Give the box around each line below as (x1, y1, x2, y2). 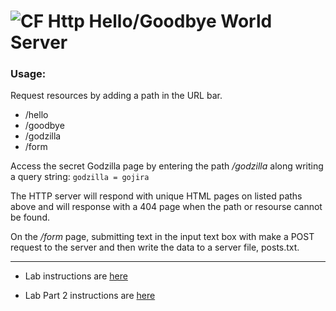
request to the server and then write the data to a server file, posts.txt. (10, 241, 300, 254)
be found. (10, 211, 50, 224)
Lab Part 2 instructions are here (24, 290, 156, 302)
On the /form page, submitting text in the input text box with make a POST (10, 231, 315, 243)
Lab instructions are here (24, 270, 128, 282)
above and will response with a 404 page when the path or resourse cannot (10, 201, 323, 213)
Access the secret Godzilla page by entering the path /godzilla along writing (10, 160, 324, 172)
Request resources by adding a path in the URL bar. (10, 90, 223, 102)
